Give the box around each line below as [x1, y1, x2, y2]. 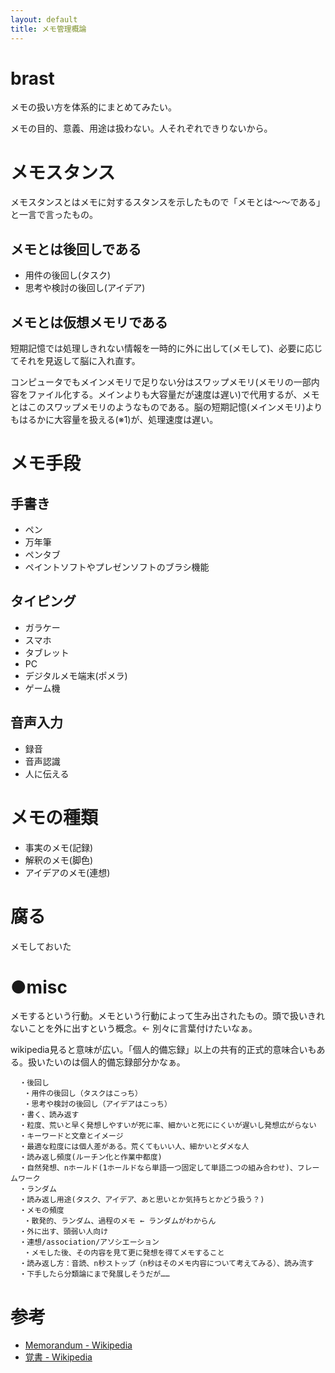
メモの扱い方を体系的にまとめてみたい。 [10, 101, 177, 113]
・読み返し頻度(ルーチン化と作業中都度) [19, 1152, 163, 1163]
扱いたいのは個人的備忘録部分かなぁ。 [27, 1056, 186, 1068]
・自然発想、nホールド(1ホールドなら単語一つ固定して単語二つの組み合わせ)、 [19, 1163, 298, 1173]
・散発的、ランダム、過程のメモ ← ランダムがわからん [23, 1216, 217, 1226]
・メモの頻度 [19, 1206, 65, 1216]
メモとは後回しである [10, 241, 142, 258]
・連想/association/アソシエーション [19, 1237, 160, 1248]
